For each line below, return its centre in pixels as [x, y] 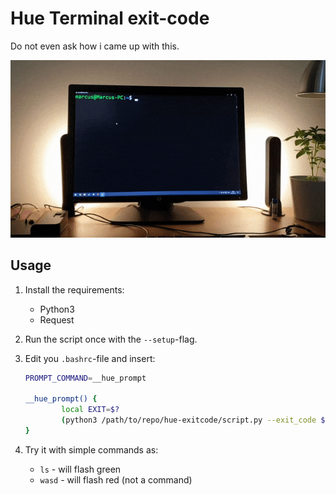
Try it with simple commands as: [91, 449]
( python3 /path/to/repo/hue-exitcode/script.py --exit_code [189, 420]
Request [57, 319]
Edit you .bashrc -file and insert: [90, 358]
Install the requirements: [74, 289]
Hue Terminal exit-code [110, 18]
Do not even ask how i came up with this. [95, 46]
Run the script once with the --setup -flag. [111, 339]
